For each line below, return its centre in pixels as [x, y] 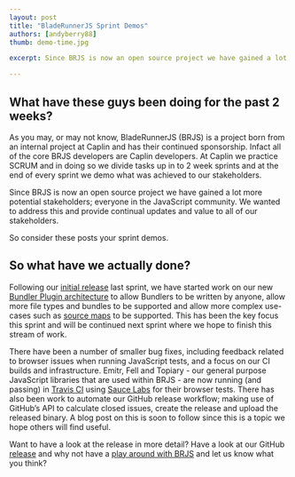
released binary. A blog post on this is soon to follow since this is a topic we [147, 417]
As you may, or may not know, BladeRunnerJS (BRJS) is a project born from [147, 137]
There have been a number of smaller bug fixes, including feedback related [147, 351]
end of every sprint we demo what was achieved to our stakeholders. [136, 175]
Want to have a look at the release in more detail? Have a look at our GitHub [147, 444]
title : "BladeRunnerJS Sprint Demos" [79, 26]
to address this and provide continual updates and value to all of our [134, 211]
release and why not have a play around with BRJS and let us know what [142, 453]
